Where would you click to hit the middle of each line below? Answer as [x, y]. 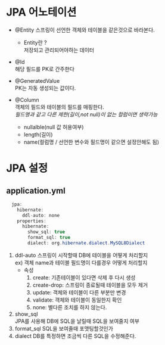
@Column [27, 100]
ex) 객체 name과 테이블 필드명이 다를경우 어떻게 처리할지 [81, 262]
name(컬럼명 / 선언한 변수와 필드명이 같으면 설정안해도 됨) [91, 142]
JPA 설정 [27, 168]
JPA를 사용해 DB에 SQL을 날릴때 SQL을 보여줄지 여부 [77, 321]
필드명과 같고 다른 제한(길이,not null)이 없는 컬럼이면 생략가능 [86, 114]
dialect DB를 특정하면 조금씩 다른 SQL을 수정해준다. [75, 336]
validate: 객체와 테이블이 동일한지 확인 [77, 300]
